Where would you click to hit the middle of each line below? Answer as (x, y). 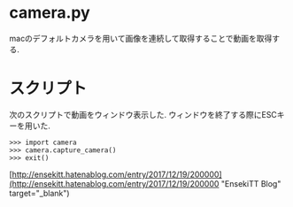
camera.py (50, 13)
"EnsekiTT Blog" (251, 183)
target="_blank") (39, 193)
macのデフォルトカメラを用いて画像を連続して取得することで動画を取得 (141, 38)
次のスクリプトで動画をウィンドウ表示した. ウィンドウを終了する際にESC (143, 114)
